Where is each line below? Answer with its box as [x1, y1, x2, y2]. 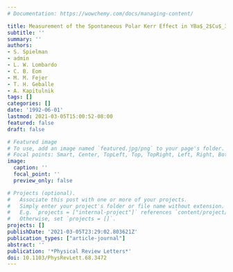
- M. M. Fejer [7, 74, 49, 81]
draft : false [7, 126, 45, 133]
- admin [7, 55, 30, 62]
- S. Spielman [7, 49, 49, 56]
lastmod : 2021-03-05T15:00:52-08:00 [7, 113, 113, 120]
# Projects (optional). [7, 189, 76, 196]
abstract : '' [7, 241, 45, 248]
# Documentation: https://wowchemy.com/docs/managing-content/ [7, 10, 194, 17]
